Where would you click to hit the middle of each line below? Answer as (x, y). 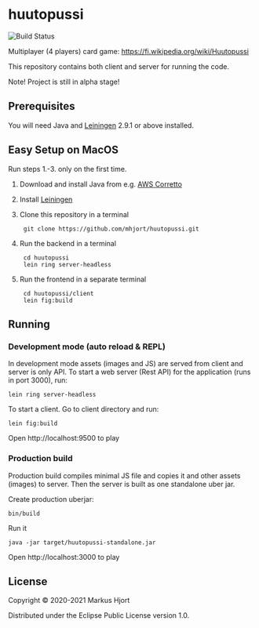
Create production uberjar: (51, 499)
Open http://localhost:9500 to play (64, 438)
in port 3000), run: (38, 380)
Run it (18, 528)
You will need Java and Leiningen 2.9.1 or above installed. (101, 125)
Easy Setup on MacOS (64, 150)
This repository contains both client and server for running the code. (119, 66)
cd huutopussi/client (58, 293)
